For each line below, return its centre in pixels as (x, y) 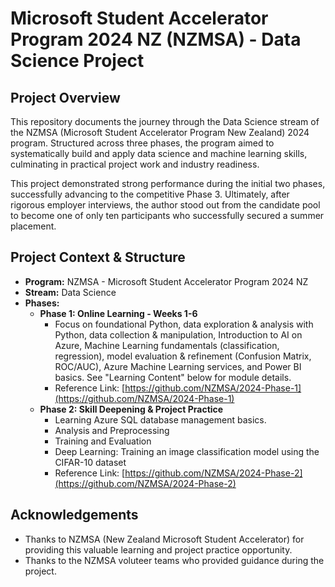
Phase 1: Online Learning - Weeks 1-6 (118, 313)
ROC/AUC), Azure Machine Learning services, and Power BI (178, 366)
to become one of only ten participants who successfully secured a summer (167, 215)
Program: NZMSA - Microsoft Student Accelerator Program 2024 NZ (166, 281)
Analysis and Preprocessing (112, 430)
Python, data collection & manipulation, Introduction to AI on (178, 334)
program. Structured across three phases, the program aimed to (142, 143)
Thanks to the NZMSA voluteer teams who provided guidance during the (174, 560)
